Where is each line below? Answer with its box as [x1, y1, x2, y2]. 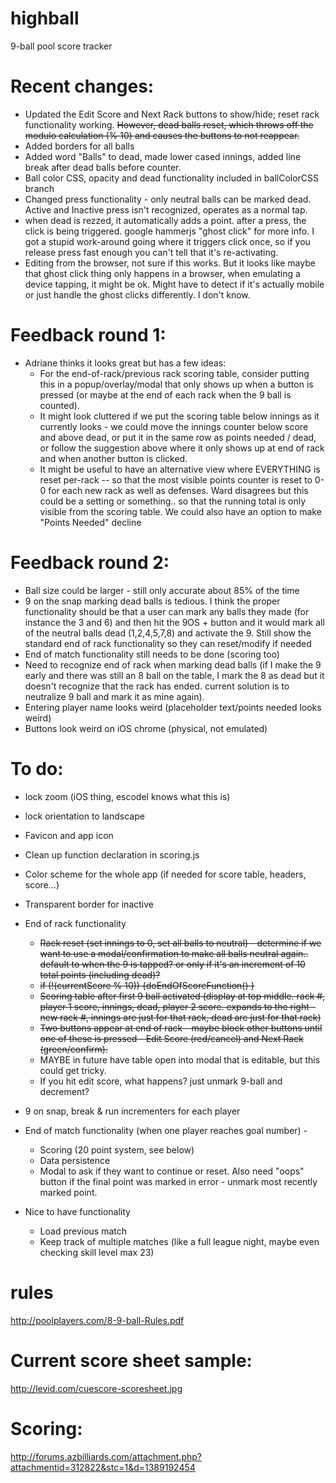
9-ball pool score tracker [10, 40, 113, 52]
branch [24, 182, 55, 194]
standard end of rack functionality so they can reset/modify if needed [24, 637, 312, 649]
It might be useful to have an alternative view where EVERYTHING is [39, 463, 321, 475]
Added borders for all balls [24, 140, 135, 152]
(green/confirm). [39, 1043, 108, 1055]
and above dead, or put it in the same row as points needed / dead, [39, 431, 317, 443]
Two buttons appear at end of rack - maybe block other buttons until [39, 1022, 323, 1034]
